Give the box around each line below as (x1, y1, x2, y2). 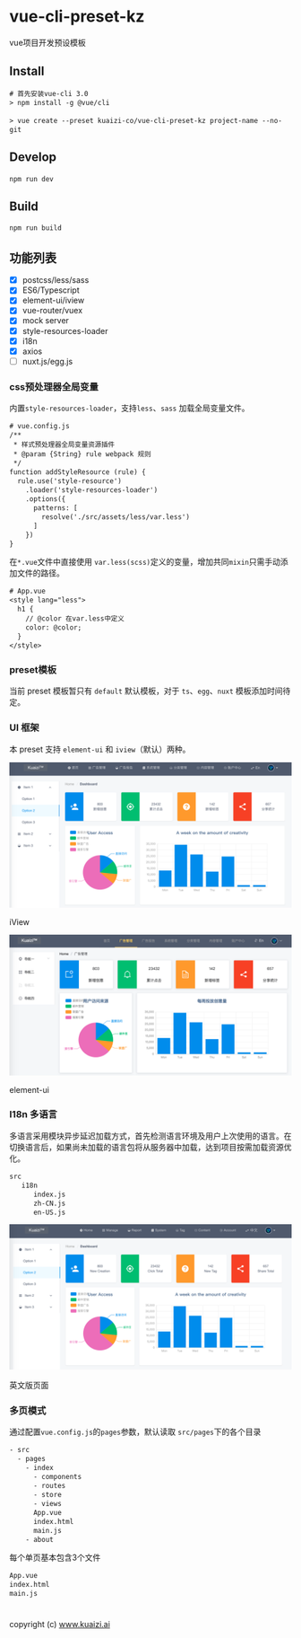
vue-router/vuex (21, 305, 83, 316)
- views (32, 1500, 63, 1509)
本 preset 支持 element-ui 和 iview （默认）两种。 (9, 744, 191, 754)
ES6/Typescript (21, 285, 81, 295)
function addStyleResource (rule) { (9, 468, 146, 477)
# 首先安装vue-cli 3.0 (9, 89, 89, 98)
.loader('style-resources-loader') (25, 486, 159, 495)
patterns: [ (32, 504, 78, 513)
